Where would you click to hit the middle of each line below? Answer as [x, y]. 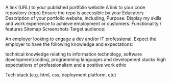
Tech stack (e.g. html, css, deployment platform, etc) [61, 75]
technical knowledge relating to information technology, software [74, 54]
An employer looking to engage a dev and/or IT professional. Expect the [81, 39]
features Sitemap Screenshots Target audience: [55, 29]
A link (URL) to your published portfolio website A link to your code [75, 7]
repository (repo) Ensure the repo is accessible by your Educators [75, 13]
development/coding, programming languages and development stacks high [86, 60]
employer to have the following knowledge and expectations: [69, 44]
